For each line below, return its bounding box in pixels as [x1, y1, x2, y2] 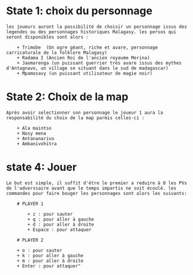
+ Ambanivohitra [17, 140, 58, 146]
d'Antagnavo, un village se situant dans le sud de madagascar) [6, 65, 169, 71]
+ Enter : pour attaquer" [17, 263, 81, 269]
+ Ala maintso [17, 125, 52, 131]
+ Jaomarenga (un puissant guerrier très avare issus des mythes [17, 60, 182, 66]
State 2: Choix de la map [6, 90, 129, 104]
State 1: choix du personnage [6, 4, 153, 18]
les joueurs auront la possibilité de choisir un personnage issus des [6, 24, 187, 30]
